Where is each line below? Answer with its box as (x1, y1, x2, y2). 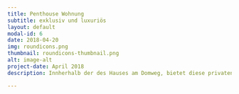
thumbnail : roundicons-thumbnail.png (7, 50, 119, 57)
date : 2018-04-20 (7, 37, 59, 44)
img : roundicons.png (7, 43, 69, 50)
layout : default (7, 23, 55, 30)
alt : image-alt (7, 57, 53, 64)
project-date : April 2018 (7, 63, 84, 70)
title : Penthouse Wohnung (7, 10, 84, 18)
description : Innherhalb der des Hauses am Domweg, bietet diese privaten (7, 69, 234, 76)
